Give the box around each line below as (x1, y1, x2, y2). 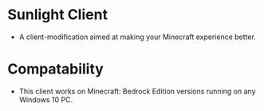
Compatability (7, 60, 104, 78)
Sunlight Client (7, 6, 108, 24)
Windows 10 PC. (18, 94, 73, 105)
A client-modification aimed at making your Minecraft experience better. (18, 32, 256, 42)
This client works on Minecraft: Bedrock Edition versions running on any (18, 86, 256, 96)
